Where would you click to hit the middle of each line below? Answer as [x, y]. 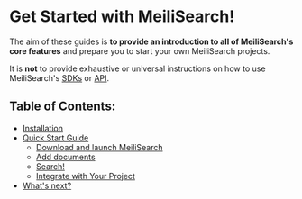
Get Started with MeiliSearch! [122, 17]
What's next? [47, 185]
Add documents [66, 157]
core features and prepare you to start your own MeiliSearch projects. [140, 50]
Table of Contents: [63, 107]
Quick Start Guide [55, 138]
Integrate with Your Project [85, 176]
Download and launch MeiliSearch [99, 147]
